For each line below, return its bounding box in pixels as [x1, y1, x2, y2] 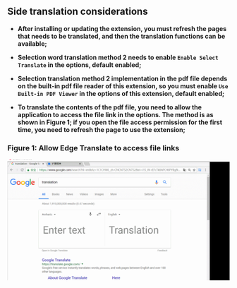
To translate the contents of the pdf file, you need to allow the [17, 102, 202, 112]
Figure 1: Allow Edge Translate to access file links [7, 143, 180, 152]
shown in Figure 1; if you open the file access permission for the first [17, 118, 223, 126]
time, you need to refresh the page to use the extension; [17, 125, 186, 133]
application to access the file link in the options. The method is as [17, 110, 214, 119]
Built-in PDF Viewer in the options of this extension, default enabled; [17, 89, 225, 97]
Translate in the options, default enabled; [17, 60, 142, 69]
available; [17, 39, 47, 48]
